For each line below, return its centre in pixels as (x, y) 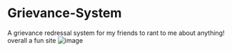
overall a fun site (32, 40)
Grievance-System (65, 13)
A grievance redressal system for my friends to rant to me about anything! (116, 33)
